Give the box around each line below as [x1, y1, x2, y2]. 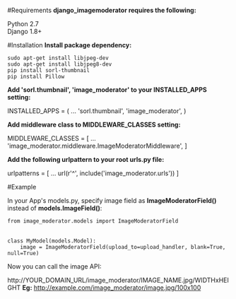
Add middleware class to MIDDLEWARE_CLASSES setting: [7, 120, 181, 129]
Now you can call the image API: [7, 262, 102, 271]
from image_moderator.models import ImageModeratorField [7, 218, 179, 225]
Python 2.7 [7, 20, 39, 28]
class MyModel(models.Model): [7, 238, 97, 245]
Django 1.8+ [7, 28, 42, 35]
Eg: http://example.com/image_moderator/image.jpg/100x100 [22, 283, 201, 292]
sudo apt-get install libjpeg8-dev [7, 61, 112, 68]
